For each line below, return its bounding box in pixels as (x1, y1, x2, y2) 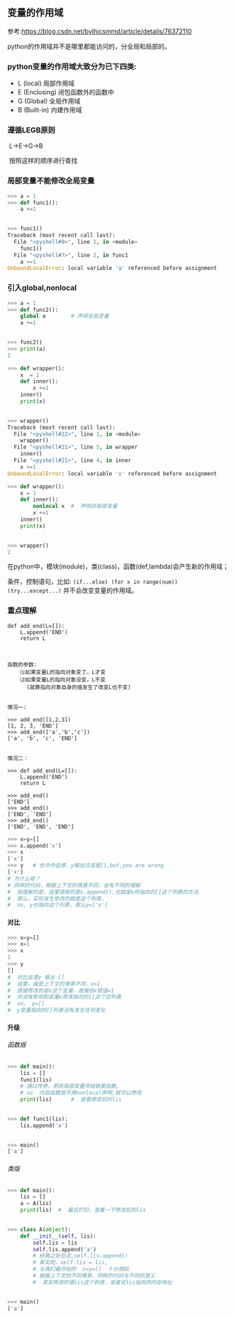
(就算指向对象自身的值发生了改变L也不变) (26, 684, 131, 691)
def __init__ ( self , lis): (20, 1232, 97, 1240)
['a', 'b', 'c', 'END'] (7, 735, 78, 742)
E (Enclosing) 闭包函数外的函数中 (17, 88, 115, 97)
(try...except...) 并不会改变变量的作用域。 (7, 586, 138, 595)
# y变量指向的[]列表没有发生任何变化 (7, 1007, 106, 1014)
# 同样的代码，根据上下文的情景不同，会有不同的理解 (7, 882, 140, 889)
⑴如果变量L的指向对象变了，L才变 (20, 669, 106, 676)
